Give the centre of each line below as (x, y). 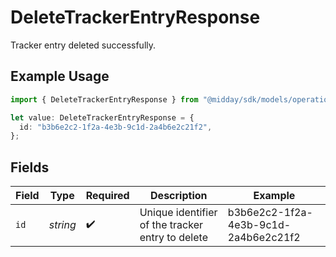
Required (107, 196)
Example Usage (60, 76)
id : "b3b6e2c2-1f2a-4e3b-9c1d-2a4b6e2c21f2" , (116, 127)
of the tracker (171, 225)
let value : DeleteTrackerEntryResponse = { (102, 117)
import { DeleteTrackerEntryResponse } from (104, 99)
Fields (30, 167)
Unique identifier (178, 213)
